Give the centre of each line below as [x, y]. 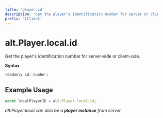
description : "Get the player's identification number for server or [77, 14]
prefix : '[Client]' [25, 19]
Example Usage [29, 90]
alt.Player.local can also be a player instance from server [63, 110]
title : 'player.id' [25, 10]
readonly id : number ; [27, 75]
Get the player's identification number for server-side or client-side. [73, 56]
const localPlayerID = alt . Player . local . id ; [51, 101]
